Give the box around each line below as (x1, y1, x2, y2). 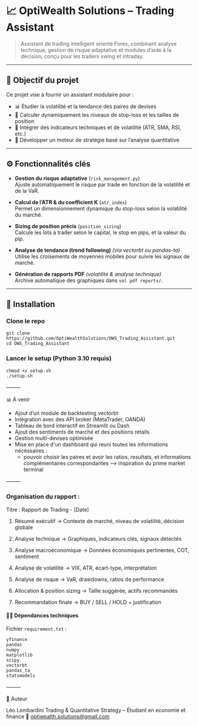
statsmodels (6, 673, 35, 679)
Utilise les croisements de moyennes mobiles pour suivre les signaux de (14, 252, 190, 259)
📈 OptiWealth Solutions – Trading (6, 4, 174, 18)
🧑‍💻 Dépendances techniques (6, 612, 78, 619)
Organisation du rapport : (6, 492, 80, 501)
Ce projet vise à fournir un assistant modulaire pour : (6, 91, 134, 98)
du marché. (14, 211, 43, 218)
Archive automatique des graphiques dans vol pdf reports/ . (14, 277, 163, 284)
